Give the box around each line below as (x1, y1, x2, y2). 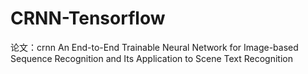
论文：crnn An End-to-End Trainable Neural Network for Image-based (10, 41, 299, 53)
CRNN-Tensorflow (10, 7, 166, 30)
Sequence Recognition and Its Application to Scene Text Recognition (10, 52, 293, 64)
